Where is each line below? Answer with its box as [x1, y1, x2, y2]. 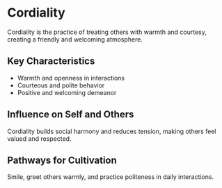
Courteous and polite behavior [17, 81, 105, 89]
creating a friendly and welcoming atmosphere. [7, 35, 143, 43]
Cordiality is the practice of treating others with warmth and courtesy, [7, 28, 207, 36]
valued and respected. [7, 134, 72, 143]
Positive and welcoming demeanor [17, 88, 117, 96]
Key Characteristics [7, 55, 95, 67]
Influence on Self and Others [7, 109, 134, 121]
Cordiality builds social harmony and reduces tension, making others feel [7, 127, 216, 135]
